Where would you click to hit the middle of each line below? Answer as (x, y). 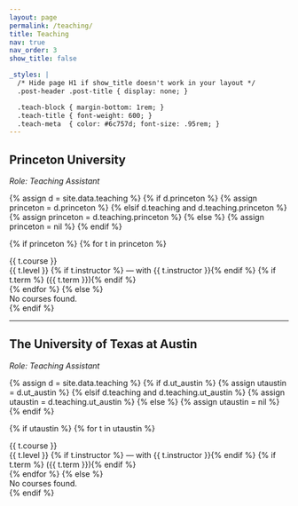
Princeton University (67, 159)
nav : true (27, 42)
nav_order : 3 (33, 51)
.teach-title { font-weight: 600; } (85, 115)
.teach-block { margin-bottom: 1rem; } (91, 107)
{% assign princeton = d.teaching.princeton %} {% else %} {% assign (137, 217)
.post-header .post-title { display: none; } (103, 91)
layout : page (33, 17)
